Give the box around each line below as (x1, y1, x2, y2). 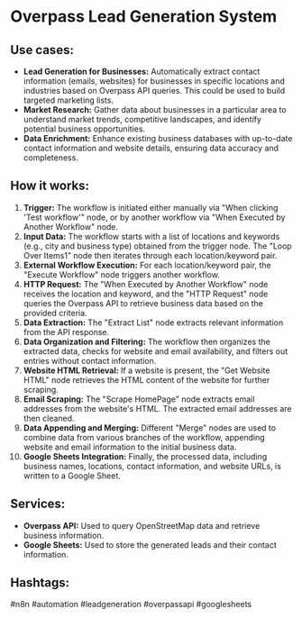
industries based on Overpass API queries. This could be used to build (23, 86, 286, 95)
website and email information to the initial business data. (23, 441, 237, 452)
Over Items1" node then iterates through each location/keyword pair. (23, 250, 278, 260)
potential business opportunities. (23, 123, 146, 134)
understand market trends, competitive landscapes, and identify (23, 114, 262, 124)
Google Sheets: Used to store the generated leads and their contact (23, 539, 278, 550)
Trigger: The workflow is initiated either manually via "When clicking (23, 202, 279, 213)
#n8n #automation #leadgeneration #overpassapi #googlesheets (10, 599, 252, 610)
